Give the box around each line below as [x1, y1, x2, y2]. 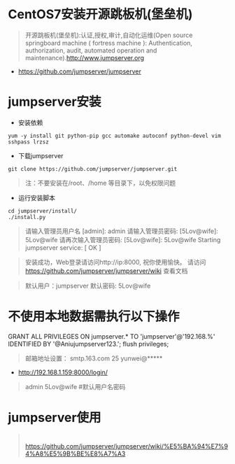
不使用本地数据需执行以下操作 [8, 309, 180, 325]
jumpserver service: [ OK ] [24, 243, 101, 252]
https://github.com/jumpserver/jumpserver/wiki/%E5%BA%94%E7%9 [24, 442, 229, 450]
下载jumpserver [17, 151, 64, 160]
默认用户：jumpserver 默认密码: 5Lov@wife [24, 281, 151, 290]
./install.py [8, 213, 46, 220]
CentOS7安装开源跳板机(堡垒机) [8, 6, 193, 22]
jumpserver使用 [8, 410, 101, 426]
